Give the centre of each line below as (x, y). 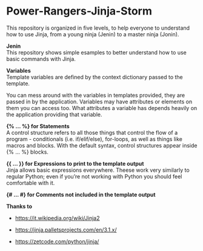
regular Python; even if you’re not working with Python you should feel (94, 176)
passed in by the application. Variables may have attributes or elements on (99, 102)
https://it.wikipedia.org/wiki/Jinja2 (57, 218)
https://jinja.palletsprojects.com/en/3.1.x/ (66, 230)
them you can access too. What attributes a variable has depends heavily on (102, 108)
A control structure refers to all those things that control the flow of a (92, 132)
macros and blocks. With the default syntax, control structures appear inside (102, 145)
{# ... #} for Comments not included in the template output (81, 194)
